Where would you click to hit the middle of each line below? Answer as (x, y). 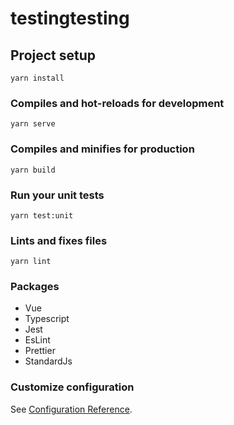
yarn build (33, 170)
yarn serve (33, 124)
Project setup (53, 55)
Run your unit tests (57, 195)
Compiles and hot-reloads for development (117, 103)
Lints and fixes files (59, 240)
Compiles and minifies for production (102, 149)
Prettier (40, 351)
